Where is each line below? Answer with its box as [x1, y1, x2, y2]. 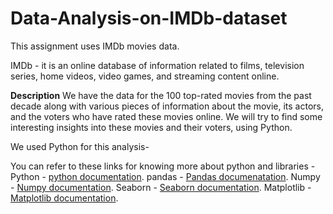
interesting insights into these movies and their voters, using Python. [10, 121, 293, 133]
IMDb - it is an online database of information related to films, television [10, 59, 305, 71]
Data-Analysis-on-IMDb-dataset [10, 7, 288, 30]
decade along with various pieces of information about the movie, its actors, [10, 100, 324, 112]
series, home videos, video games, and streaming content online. [10, 70, 280, 82]
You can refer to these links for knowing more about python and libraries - [10, 160, 316, 172]
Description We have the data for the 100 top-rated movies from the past [10, 89, 312, 101]
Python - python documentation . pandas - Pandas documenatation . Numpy [10, 170, 321, 182]
